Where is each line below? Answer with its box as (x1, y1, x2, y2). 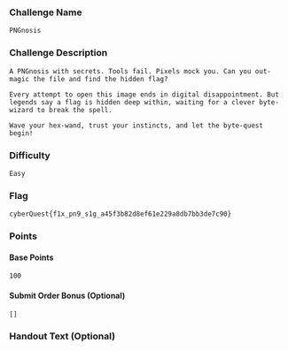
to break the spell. (36, 105, 113, 114)
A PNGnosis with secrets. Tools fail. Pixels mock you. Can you (9, 66, 252, 76)
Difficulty (9, 149, 51, 161)
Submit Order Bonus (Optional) (9, 290, 126, 301)
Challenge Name (9, 6, 82, 19)
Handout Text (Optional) (9, 330, 116, 342)
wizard (9, 105, 34, 114)
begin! (9, 128, 34, 138)
